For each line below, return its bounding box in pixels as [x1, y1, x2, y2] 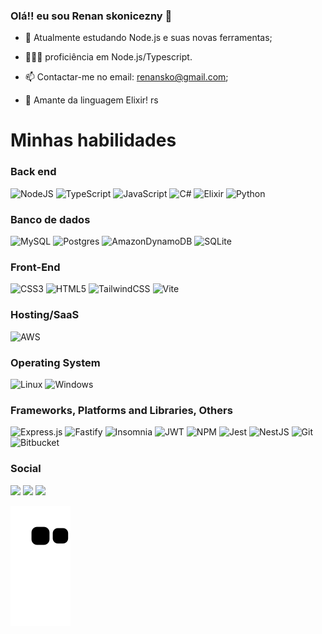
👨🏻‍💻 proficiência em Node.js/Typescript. [24, 51, 193, 63]
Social [10, 462, 42, 476]
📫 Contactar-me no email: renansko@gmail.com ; [24, 71, 229, 83]
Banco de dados [10, 212, 91, 226]
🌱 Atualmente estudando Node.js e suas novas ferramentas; [24, 32, 273, 44]
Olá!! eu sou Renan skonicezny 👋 [10, 9, 173, 23]
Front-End [10, 260, 61, 274]
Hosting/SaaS [10, 308, 80, 322]
